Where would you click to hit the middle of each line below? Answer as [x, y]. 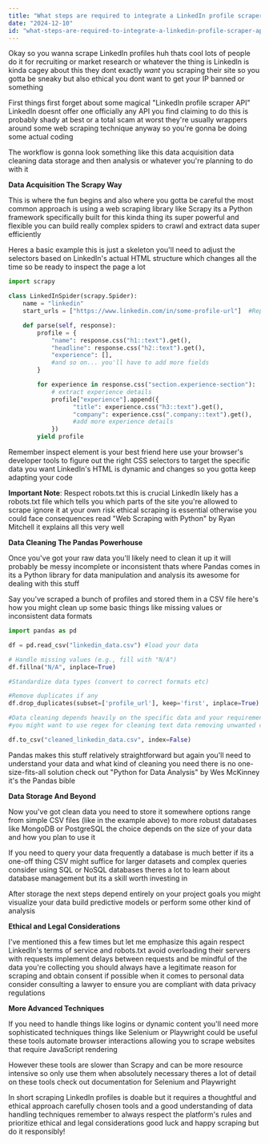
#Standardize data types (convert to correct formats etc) [109, 681]
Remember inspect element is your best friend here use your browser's [126, 452]
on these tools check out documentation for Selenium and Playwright [122, 1082]
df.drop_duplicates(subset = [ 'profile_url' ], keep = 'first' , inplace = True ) [134, 704]
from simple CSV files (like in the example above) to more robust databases [133, 820]
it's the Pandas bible [42, 781]
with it [18, 170]
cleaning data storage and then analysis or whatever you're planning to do [131, 161]
